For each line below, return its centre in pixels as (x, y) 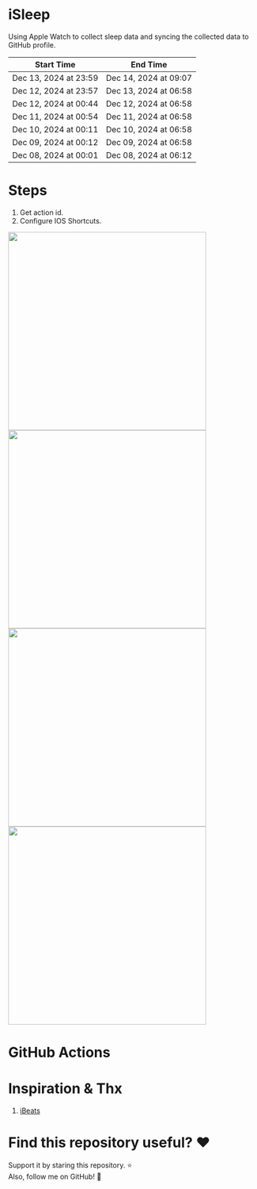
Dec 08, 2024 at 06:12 (149, 155)
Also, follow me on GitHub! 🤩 (55, 1176)
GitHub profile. (32, 44)
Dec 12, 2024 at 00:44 (55, 103)
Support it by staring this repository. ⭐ (70, 1165)
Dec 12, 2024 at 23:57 (55, 90)
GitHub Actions (59, 1053)
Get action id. (42, 212)
